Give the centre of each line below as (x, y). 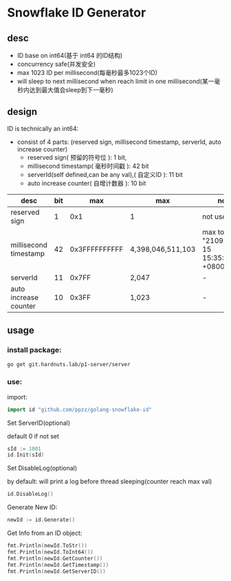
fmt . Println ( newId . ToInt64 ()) (51, 552)
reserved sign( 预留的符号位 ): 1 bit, (77, 157)
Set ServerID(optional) (39, 423)
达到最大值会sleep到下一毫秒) (71, 90)
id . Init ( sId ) (26, 455)
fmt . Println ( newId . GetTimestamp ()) (58, 565)
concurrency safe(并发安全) (56, 64)
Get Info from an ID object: (45, 533)
